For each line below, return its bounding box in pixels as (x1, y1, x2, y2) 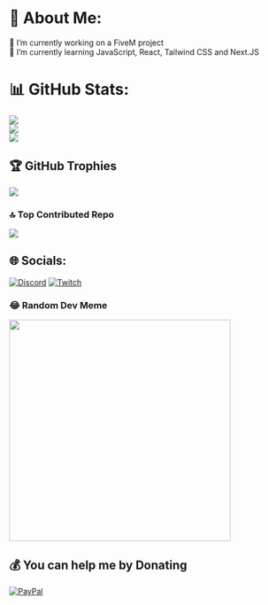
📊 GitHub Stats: (9, 80, 130, 100)
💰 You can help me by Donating (9, 558, 188, 573)
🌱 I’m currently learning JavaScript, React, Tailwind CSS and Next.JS (9, 46, 259, 57)
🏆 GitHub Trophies (9, 159, 118, 174)
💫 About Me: (9, 8, 103, 28)
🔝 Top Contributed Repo (9, 208, 115, 221)
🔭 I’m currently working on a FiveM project (9, 37, 165, 48)
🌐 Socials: (9, 253, 67, 268)
